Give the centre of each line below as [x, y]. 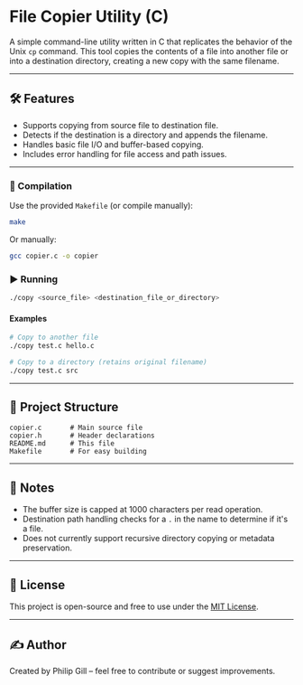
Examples [28, 318]
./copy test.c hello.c [52, 346]
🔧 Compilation [41, 185]
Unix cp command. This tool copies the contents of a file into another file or [149, 51]
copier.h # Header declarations [82, 436]
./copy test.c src [44, 371]
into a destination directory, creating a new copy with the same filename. [144, 61]
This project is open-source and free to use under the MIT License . [134, 606]
